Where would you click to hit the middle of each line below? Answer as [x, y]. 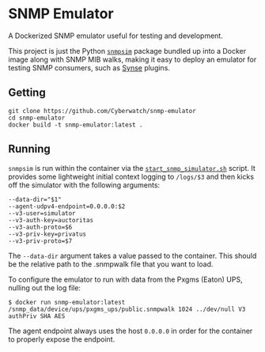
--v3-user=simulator [42, 213]
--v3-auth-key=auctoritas [51, 220]
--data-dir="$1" [35, 199]
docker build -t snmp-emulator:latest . [76, 125]
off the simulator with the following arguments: [84, 185]
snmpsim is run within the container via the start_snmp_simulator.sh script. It [132, 168]
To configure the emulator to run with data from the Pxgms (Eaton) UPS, [125, 279]
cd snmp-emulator [37, 118]
